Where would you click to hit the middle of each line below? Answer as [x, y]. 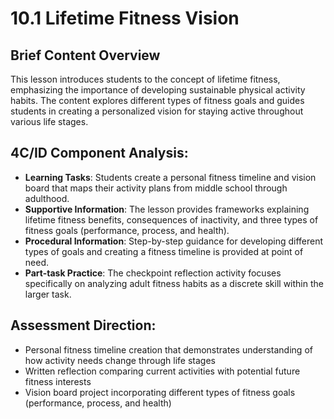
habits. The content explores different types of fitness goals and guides [157, 100]
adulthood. [47, 198]
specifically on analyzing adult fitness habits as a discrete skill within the [174, 283]
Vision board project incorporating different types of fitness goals [160, 392]
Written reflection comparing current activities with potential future [162, 371]
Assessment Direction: [83, 325]
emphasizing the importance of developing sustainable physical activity [158, 90]
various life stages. [49, 121]
